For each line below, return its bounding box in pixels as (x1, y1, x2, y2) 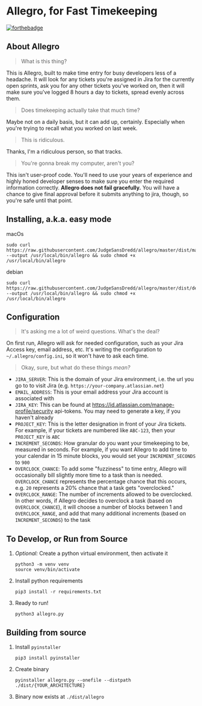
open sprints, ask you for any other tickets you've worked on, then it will (6, 82, 185, 89)
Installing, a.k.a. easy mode (6, 214, 112, 224)
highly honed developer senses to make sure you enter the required (6, 178, 174, 185)
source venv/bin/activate (14, 567, 80, 573)
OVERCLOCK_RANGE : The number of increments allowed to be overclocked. (14, 491, 193, 498)
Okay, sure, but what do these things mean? (20, 364, 130, 371)
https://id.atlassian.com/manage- (92, 401, 175, 409)
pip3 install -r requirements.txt (14, 589, 102, 595)
